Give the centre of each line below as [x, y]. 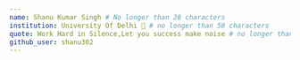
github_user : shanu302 [51, 42]
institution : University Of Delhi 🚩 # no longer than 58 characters [139, 26]
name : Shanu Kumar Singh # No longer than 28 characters [117, 17]
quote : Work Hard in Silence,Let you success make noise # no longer [142, 34]
